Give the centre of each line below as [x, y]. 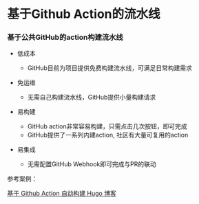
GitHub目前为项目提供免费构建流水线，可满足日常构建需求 [110, 68]
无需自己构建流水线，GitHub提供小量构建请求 [92, 98]
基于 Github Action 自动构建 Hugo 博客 [62, 194]
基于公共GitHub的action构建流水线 [65, 37]
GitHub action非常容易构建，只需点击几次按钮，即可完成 [107, 126]
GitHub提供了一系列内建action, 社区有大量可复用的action [108, 135]
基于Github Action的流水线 [84, 14]
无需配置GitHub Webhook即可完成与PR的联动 [92, 164]
